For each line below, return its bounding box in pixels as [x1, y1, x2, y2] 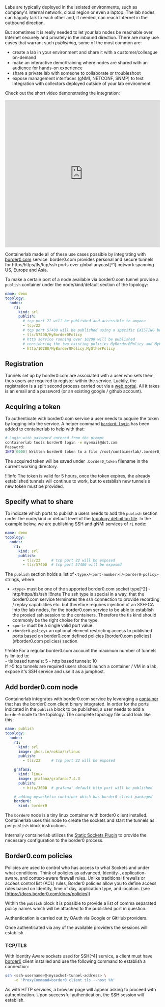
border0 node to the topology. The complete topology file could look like [5, 712, 151, 718]
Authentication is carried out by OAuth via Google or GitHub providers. [5, 915, 148, 921]
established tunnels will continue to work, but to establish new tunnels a [5, 478, 151, 484]
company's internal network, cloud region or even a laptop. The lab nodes [5, 9, 155, 15]
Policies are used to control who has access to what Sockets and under [5, 865, 150, 870]
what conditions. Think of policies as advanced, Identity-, [5, 869, 121, 876]
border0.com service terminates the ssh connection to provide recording [12, 596, 160, 602]
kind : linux [18, 772, 43, 777]
